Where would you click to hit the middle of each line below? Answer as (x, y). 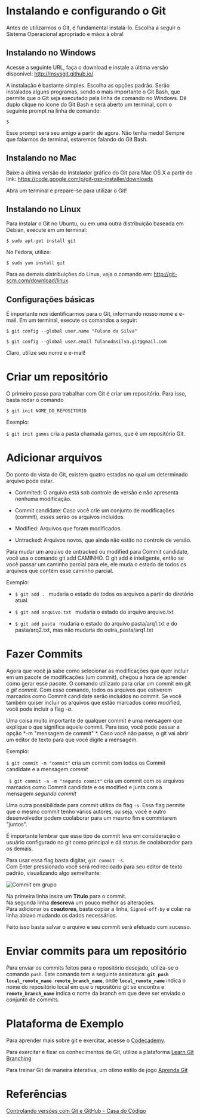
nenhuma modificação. (43, 499)
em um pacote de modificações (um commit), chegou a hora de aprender (96, 677)
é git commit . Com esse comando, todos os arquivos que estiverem (89, 690)
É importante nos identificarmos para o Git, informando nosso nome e (92, 314)
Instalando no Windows (51, 53)
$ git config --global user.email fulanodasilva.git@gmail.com (87, 342)
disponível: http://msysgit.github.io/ (50, 74)
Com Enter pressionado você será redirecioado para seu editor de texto (94, 867)
